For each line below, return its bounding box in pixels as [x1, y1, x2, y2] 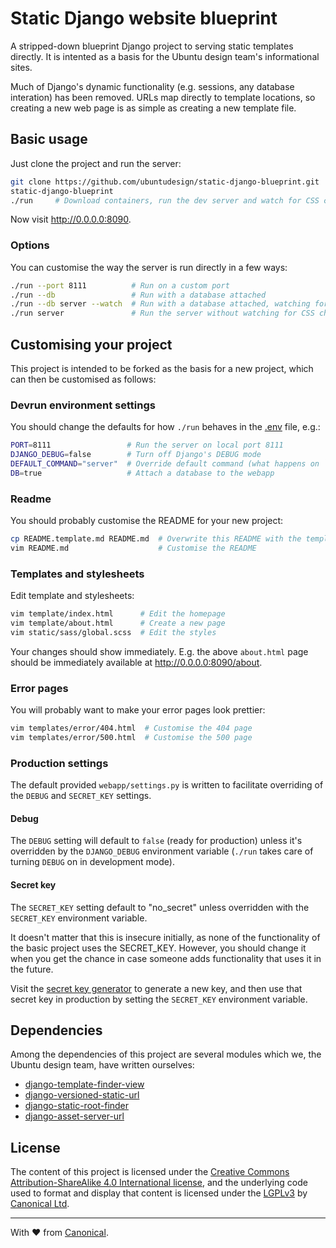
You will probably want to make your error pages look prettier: [10, 704, 266, 716]
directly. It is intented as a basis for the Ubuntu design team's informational [10, 50, 320, 62]
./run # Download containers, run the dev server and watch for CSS [10, 195, 320, 206]
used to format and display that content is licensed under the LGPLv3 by [10, 1187, 308, 1199]
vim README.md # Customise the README [10, 543, 257, 553]
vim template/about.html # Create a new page [10, 618, 226, 628]
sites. [10, 61, 33, 73]
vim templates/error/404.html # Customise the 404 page [10, 723, 253, 734]
